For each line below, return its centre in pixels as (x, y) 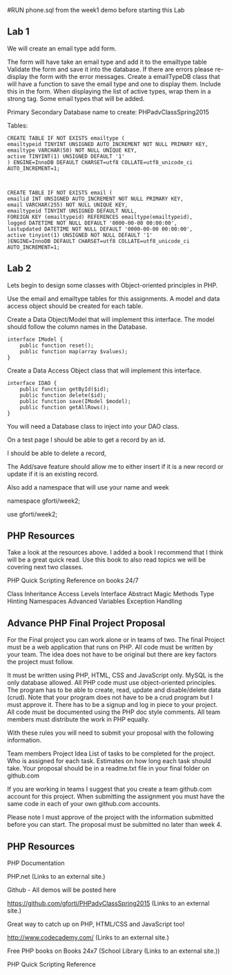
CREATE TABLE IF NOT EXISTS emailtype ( (66, 138)
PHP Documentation (36, 863)
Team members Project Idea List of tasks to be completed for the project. (111, 753)
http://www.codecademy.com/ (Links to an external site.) (88, 938)
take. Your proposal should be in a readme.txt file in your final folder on (108, 769)
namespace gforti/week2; (44, 501)
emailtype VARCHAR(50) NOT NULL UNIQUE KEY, (72, 150)
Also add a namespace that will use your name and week (88, 487)
